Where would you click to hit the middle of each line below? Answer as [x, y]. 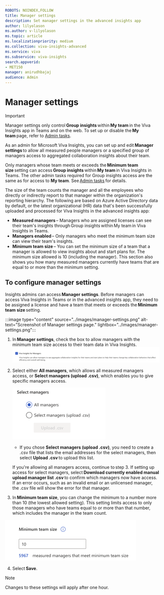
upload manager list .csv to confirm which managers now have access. [85, 478]
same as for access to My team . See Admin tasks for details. [66, 181]
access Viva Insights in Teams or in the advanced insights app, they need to [82, 299]
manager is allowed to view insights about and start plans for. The [79, 252]
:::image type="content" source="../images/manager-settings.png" [73, 319]
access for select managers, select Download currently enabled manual [85, 472]
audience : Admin [22, 78]
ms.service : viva [23, 51]
